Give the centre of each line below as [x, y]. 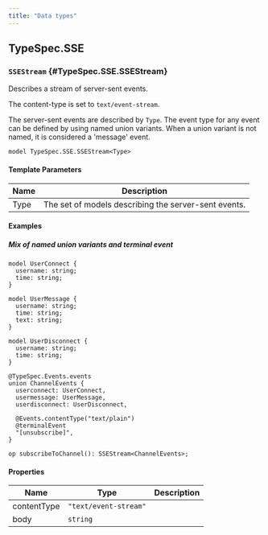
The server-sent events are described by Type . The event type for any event [134, 120]
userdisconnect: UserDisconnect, [72, 405]
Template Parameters [45, 169]
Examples [25, 226]
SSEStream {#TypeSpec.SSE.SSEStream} [88, 71]
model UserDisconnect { [48, 342]
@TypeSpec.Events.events [50, 377]
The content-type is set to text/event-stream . [84, 105]
